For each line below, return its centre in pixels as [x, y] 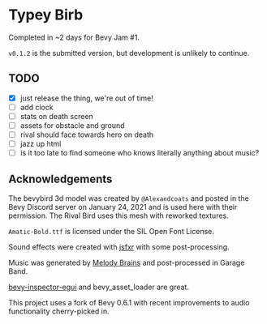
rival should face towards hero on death [87, 134]
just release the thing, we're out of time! [87, 98]
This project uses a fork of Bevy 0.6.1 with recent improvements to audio [129, 303]
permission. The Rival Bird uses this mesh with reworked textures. [118, 215]
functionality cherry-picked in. [59, 311]
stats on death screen [56, 116]
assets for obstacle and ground [72, 125]
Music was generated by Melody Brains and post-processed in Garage [127, 262]
